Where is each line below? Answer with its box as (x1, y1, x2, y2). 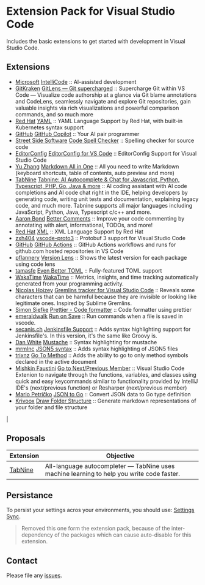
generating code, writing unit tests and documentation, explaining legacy (15, 195, 199, 203)
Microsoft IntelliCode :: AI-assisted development (15, 78, 137, 85)
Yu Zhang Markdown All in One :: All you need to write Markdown (15, 162, 179, 170)
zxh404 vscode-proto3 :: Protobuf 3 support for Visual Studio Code (15, 234, 186, 241)
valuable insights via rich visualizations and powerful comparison (15, 104, 179, 111)
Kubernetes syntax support (15, 124, 84, 131)
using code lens (15, 260, 56, 268)
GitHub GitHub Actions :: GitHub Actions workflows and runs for (15, 241, 176, 248)
